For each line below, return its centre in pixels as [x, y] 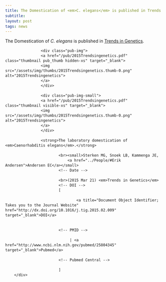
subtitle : [15, 16]
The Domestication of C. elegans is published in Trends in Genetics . [75, 41]
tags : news [16, 26]
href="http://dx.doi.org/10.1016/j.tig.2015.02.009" [61, 210]
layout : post [19, 21]
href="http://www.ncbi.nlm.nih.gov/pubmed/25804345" [61, 245]
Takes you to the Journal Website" [42, 205]
